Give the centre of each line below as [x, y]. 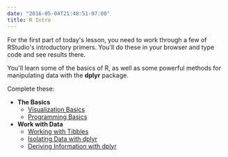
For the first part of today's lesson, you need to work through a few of [107, 39]
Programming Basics [57, 117]
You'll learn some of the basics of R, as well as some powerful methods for [114, 68]
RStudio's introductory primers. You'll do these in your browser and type [111, 47]
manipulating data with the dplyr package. [68, 75]
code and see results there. [46, 54]
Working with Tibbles [58, 131]
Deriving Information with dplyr [72, 146]
